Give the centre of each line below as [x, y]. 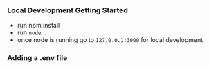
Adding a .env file [37, 58]
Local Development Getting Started [67, 10]
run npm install [38, 26]
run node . [32, 32]
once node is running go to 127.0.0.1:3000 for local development [110, 40]
